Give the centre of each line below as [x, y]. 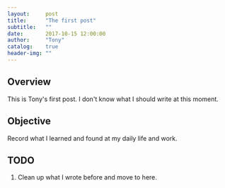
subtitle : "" [30, 27]
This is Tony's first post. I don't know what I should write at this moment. [113, 99]
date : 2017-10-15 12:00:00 [57, 34]
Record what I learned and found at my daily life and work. [93, 138]
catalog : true [33, 47]
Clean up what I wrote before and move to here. [87, 177]
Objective [29, 121]
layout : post [33, 14]
